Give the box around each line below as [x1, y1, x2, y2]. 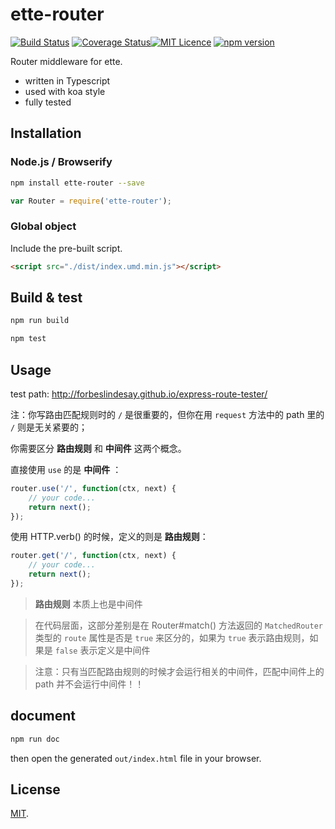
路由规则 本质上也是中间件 [34, 598, 143, 610]
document [10, 708, 76, 725]
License [10, 781, 61, 798]
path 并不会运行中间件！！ [34, 678, 145, 690]
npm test [10, 334, 47, 344]
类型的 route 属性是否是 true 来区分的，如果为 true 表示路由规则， [34, 631, 310, 643]
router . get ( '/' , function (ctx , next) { [10, 551, 177, 561]
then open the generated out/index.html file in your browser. [10, 752, 262, 764]
